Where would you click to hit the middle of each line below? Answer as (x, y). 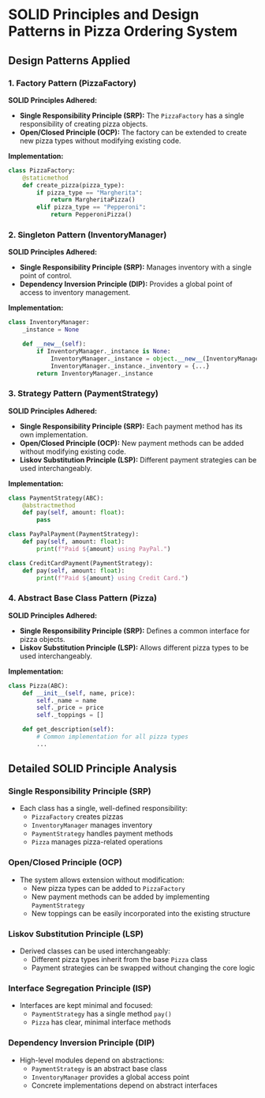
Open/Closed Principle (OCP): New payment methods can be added (132, 443)
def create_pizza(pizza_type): (74, 185)
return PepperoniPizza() (91, 215)
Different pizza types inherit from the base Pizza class (119, 960)
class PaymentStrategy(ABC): (56, 498)
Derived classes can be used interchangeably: (95, 951)
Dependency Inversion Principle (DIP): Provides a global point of (126, 284)
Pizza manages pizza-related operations (97, 842)
